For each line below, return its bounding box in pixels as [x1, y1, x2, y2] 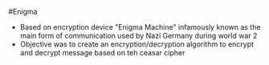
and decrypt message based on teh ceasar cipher [19, 48, 185, 57]
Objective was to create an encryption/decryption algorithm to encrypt [19, 39, 255, 49]
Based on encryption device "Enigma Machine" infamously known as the [19, 22, 261, 31]
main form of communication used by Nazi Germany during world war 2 [19, 31, 258, 40]
